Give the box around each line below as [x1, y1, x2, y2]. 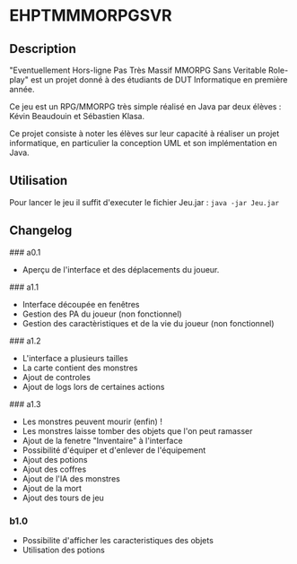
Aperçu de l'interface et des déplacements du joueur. [22, 264, 220, 274]
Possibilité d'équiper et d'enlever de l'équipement [22, 445, 206, 456]
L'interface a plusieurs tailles [22, 352, 128, 363]
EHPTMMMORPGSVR [9, 5, 172, 26]
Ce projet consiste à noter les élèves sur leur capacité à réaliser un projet [9, 128, 280, 139]
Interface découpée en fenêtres [22, 299, 140, 309]
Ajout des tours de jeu [22, 492, 105, 503]
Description [9, 41, 76, 56]
